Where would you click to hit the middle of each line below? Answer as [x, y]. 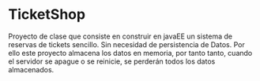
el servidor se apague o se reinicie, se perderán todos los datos [112, 61]
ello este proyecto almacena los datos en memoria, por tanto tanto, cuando [130, 53]
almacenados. [31, 69]
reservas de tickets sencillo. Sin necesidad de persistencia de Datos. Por [126, 44]
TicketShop [47, 15]
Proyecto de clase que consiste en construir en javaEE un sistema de [121, 36]
